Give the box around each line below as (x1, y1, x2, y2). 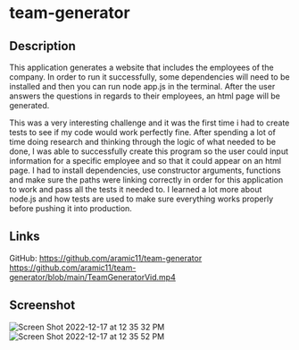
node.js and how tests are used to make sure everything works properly (9, 193, 274, 204)
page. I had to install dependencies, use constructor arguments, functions (9, 165, 281, 175)
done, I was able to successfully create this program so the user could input (9, 146, 288, 157)
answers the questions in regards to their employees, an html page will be (9, 90, 281, 101)
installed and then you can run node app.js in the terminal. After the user (9, 81, 276, 91)
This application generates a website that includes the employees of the (9, 62, 274, 73)
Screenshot (9, 298, 76, 313)
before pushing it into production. (9, 203, 132, 213)
